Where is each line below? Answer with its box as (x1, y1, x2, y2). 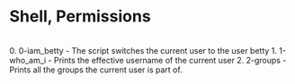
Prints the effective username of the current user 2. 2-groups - (53, 55, 287, 65)
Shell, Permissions (9, 6, 151, 27)
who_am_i (9, 55, 47, 65)
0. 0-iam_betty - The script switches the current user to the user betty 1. (9, 45, 277, 55)
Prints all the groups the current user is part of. (9, 64, 183, 75)
